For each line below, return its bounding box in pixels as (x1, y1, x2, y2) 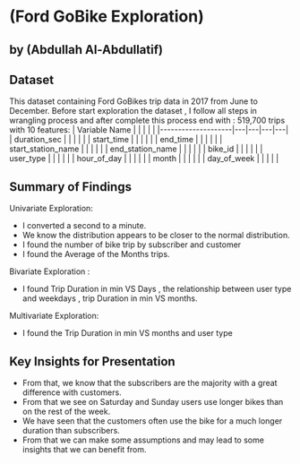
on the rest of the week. (21, 406, 111, 417)
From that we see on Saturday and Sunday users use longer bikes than (21, 397, 284, 408)
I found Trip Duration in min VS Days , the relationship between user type (21, 284, 292, 295)
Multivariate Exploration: (9, 311, 99, 322)
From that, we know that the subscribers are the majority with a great (21, 378, 278, 389)
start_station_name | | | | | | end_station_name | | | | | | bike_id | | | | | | (9, 143, 263, 154)
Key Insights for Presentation (9, 354, 176, 369)
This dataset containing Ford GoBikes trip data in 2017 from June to (9, 96, 258, 107)
